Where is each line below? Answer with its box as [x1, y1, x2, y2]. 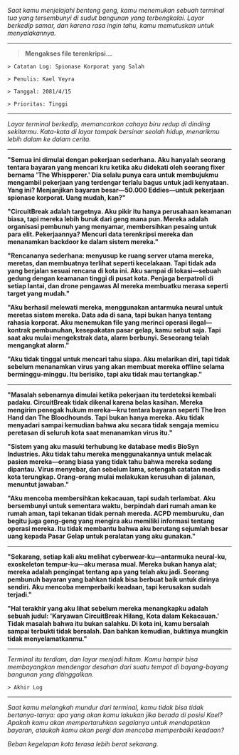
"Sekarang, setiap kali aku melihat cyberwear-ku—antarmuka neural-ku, [7, 552, 228, 561]
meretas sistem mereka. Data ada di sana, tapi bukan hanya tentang [7, 310, 212, 319]
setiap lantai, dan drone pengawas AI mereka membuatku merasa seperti [7, 282, 229, 290]
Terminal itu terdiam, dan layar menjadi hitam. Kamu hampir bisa [7, 655, 198, 663]
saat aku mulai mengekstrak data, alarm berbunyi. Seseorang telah [7, 333, 210, 342]
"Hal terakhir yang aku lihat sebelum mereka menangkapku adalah [7, 604, 208, 612]
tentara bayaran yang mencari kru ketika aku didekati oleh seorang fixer [7, 163, 225, 171]
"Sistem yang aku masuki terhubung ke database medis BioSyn [7, 442, 199, 450]
